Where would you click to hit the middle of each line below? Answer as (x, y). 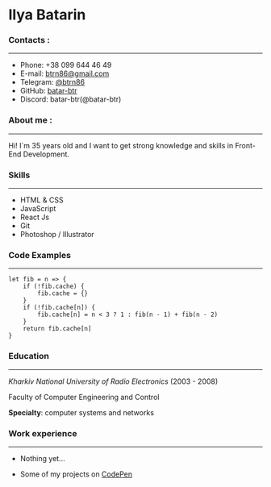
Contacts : (29, 40)
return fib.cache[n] (57, 329)
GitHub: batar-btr (49, 91)
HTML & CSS (42, 200)
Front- (245, 145)
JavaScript (38, 209)
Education (29, 356)
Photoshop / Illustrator (57, 235)
